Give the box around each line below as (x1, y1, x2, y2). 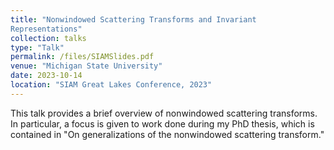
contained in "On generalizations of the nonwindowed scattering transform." (10, 128, 325, 140)
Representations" (10, 24, 83, 34)
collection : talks (10, 33, 87, 43)
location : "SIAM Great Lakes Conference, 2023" (10, 80, 213, 90)
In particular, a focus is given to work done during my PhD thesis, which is (10, 117, 315, 130)
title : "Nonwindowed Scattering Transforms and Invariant (10, 14, 257, 25)
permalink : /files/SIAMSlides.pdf (10, 52, 155, 62)
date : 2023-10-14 (10, 71, 83, 81)
